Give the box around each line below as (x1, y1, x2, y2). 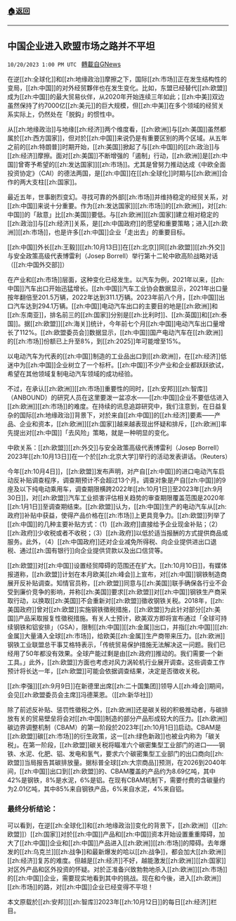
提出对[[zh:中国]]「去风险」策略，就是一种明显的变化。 (13, 428, 173, 437)
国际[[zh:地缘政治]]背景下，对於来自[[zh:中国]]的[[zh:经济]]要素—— (19, 411, 215, 419)
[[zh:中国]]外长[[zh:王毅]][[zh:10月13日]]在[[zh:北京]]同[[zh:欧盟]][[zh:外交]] (7, 243, 225, 251)
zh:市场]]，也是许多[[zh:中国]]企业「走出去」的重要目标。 (22, 228, 190, 236)
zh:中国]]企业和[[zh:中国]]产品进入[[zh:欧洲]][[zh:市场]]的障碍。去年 (24, 839, 220, 847)
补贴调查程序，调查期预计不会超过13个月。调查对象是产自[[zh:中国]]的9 (19, 476, 226, 485)
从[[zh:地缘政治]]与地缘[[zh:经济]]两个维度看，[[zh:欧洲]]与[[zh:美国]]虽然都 (7, 125, 226, 134)
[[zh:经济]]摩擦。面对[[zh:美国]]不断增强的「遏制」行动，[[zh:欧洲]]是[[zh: (7, 151, 222, 160)
